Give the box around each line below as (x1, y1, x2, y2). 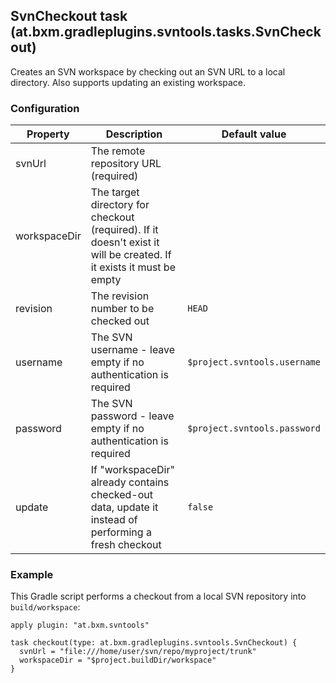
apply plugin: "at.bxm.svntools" (10, 620, 150, 631)
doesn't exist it (90, 235, 160, 249)
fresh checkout (90, 538, 162, 552)
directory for (90, 198, 150, 212)
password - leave (90, 409, 175, 423)
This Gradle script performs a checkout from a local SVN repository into (10, 590, 307, 603)
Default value (221, 127, 287, 141)
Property (26, 127, 70, 141)
